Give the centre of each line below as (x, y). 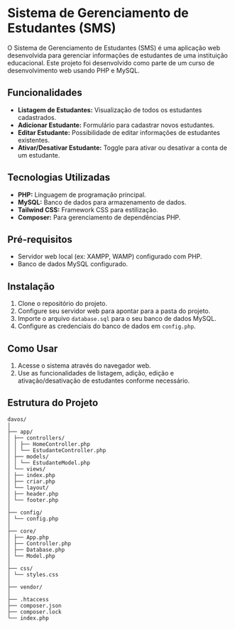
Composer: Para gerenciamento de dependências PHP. (99, 217)
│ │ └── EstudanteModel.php (49, 463)
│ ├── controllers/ (36, 438)
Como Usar (33, 348)
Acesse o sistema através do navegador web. (84, 366)
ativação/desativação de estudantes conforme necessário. (104, 381)
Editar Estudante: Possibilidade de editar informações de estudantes (119, 132)
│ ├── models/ (28, 456)
